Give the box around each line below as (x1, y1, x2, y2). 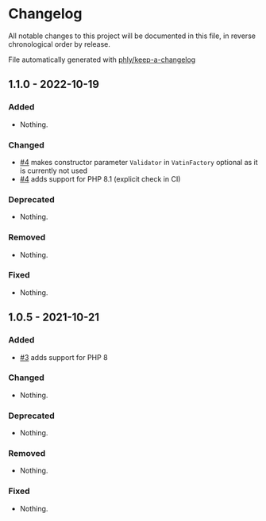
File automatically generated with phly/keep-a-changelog (8, 55, 196, 64)
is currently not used (19, 166, 88, 175)
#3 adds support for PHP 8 (19, 352, 109, 362)
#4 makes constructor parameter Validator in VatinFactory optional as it (19, 157, 258, 167)
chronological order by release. (8, 39, 111, 48)
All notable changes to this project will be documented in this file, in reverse (8, 31, 256, 40)
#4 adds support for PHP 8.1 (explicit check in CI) (19, 174, 181, 183)
